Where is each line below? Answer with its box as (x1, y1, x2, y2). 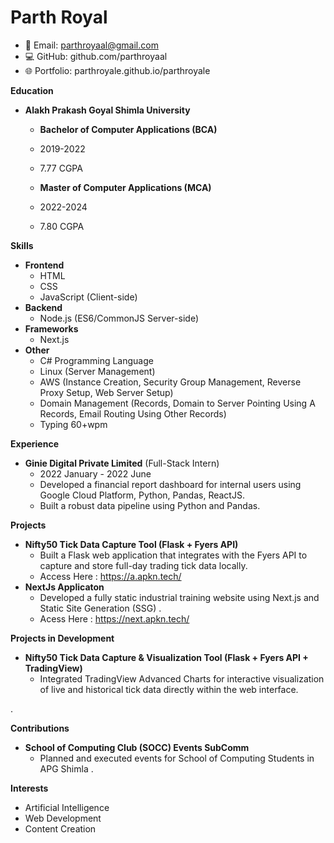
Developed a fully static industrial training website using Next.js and (39, 591, 320, 603)
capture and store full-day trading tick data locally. (39, 559, 248, 571)
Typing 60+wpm (39, 418, 108, 430)
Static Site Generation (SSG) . (39, 602, 162, 614)
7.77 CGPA (39, 162, 83, 174)
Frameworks (24, 322, 79, 335)
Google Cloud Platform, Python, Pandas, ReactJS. (39, 489, 245, 501)
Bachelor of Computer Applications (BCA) (39, 123, 218, 135)
